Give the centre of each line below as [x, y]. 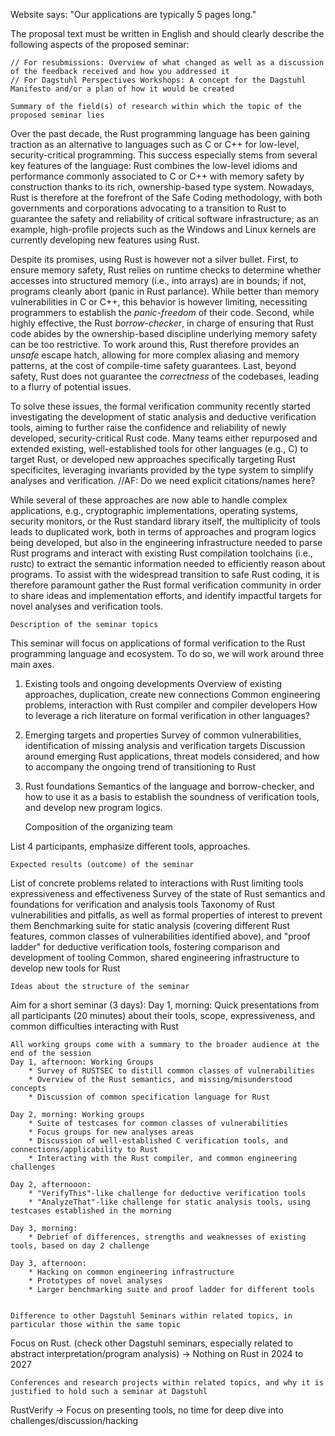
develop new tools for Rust [65, 968]
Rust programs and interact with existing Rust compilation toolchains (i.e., [161, 553]
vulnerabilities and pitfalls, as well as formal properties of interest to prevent [166, 915]
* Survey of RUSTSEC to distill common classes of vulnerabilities [171, 1071]
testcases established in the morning [91, 1211]
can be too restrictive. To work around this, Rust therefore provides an [155, 344]
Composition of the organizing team [98, 827]
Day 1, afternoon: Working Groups [82, 1062]
